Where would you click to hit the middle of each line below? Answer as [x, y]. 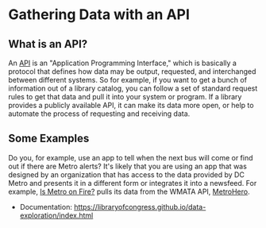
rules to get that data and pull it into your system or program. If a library [125, 97]
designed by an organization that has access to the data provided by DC [126, 174]
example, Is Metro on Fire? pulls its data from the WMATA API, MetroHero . [129, 191]
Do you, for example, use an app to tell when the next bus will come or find [131, 157]
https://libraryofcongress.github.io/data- [140, 207]
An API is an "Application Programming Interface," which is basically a [122, 63]
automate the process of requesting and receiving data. [99, 114]
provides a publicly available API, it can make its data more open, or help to [131, 105]
